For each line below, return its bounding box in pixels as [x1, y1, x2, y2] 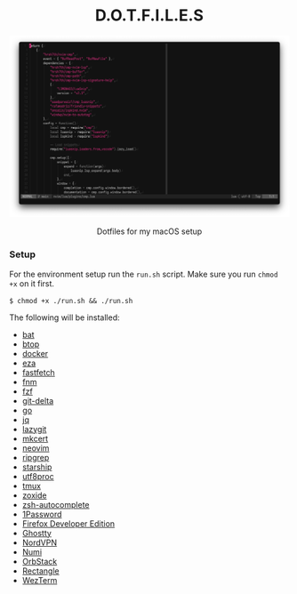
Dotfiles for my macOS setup [96, 226, 203, 237]
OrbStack [21, 556, 58, 566]
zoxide [21, 490, 47, 501]
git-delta [21, 395, 54, 405]
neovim [21, 442, 50, 454]
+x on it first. [9, 277, 55, 289]
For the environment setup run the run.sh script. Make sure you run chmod [9, 269, 278, 279]
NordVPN [21, 537, 58, 548]
